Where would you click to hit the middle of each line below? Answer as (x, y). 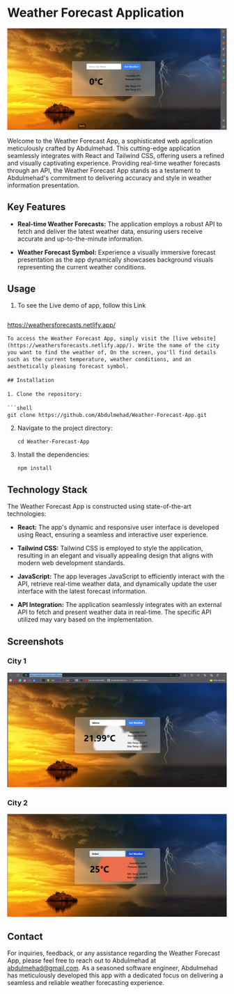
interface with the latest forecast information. (82, 591)
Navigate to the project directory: (65, 428)
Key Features (37, 207)
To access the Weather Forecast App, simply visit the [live (98, 339)
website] (204, 339)
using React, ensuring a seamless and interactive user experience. (113, 535)
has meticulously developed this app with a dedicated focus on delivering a (115, 975)
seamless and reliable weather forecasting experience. (86, 983)
